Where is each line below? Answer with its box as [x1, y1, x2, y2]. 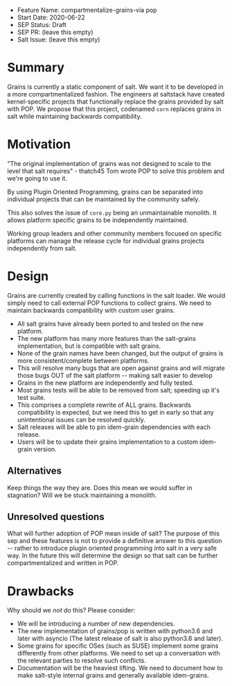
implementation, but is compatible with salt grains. [17, 342, 161, 350]
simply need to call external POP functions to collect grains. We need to [7, 299, 212, 307]
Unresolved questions [7, 511, 105, 523]
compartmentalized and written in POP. [7, 559, 119, 567]
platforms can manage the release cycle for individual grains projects [7, 236, 204, 245]
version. [33, 444, 57, 453]
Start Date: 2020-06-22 [17, 13, 85, 22]
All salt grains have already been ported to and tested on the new [17, 319, 204, 328]
